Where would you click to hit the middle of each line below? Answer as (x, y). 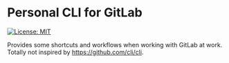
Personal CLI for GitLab (75, 13)
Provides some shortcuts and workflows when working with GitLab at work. (115, 45)
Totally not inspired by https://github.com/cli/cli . (75, 52)
